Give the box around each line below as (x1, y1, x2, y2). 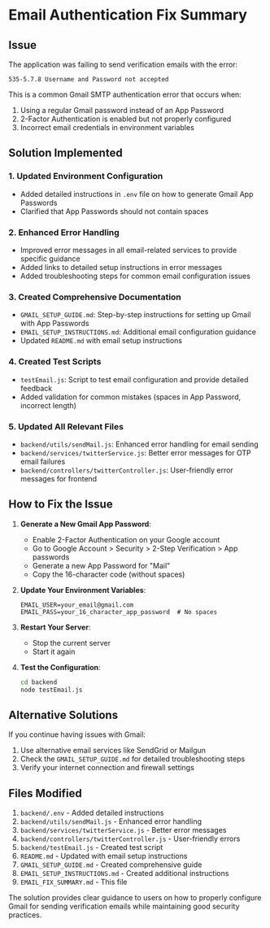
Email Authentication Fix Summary (8, 6, 248, 24)
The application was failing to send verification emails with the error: (8, 59, 238, 69)
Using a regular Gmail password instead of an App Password (20, 106, 224, 115)
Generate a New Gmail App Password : (20, 519, 152, 529)
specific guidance (20, 254, 81, 264)
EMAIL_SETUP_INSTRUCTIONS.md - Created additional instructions (20, 869, 229, 878)
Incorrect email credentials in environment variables (20, 123, 195, 132)
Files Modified (8, 786, 83, 800)
